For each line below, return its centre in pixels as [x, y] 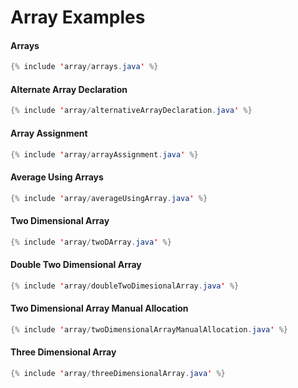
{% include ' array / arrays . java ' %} [84, 67]
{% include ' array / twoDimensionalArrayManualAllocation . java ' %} [149, 329]
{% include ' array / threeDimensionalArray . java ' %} [118, 373]
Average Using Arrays [57, 177]
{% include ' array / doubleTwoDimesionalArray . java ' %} [125, 286]
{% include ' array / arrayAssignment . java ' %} [104, 154]
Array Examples [78, 17]
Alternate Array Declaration [69, 89]
